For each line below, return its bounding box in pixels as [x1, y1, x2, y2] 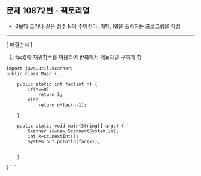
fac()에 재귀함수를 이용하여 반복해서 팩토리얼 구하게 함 [14, 53, 142, 61]
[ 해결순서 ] [6, 41, 33, 48]
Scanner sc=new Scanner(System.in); [28, 128, 119, 134]
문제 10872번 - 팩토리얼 [6, 5, 90, 16]
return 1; [38, 91, 63, 97]
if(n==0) [28, 86, 50, 92]
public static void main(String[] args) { [17, 123, 124, 129]
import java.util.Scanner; [6, 65, 74, 72]
